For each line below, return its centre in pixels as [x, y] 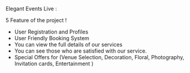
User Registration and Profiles [51, 32]
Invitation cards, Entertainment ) [54, 63]
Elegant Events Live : [31, 9]
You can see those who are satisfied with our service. [81, 51]
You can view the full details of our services [68, 45]
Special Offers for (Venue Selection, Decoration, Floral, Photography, [99, 57]
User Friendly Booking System [52, 38]
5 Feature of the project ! [36, 20]
